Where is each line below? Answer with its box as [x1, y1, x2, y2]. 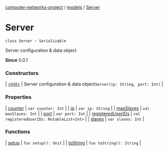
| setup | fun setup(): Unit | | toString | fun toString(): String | [5, 139, 141, 145]
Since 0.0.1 [5, 57, 28, 63]
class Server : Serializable [5, 38, 66, 43]
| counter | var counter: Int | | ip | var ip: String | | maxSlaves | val [5, 105, 150, 111]
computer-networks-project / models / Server [5, 5, 100, 10]
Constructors [5, 69, 39, 77]
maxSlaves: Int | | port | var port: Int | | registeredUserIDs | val [5, 110, 140, 116]
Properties [5, 94, 32, 101]
